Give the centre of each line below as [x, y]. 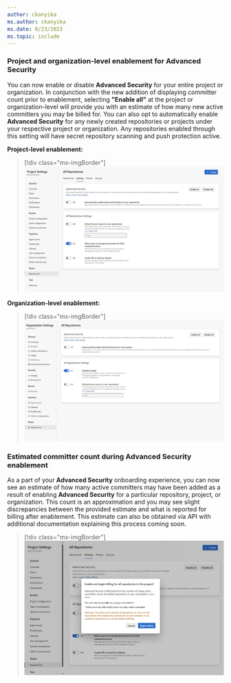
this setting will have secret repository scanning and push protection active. [114, 136]
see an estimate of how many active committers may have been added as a [114, 487]
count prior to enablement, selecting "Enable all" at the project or [100, 99]
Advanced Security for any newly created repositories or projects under [110, 121]
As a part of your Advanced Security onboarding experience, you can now [113, 480]
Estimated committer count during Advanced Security [99, 456]
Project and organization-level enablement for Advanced [104, 61]
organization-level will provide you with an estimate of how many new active [115, 107]
